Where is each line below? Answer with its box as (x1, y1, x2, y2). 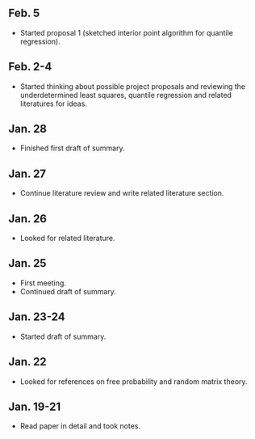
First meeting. (19, 278, 67, 288)
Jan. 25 (8, 256, 47, 270)
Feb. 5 (8, 6, 40, 20)
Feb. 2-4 (8, 60, 52, 74)
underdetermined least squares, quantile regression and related (19, 90, 232, 99)
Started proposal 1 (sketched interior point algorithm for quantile (19, 27, 234, 37)
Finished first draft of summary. (19, 143, 125, 153)
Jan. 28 (8, 122, 47, 136)
